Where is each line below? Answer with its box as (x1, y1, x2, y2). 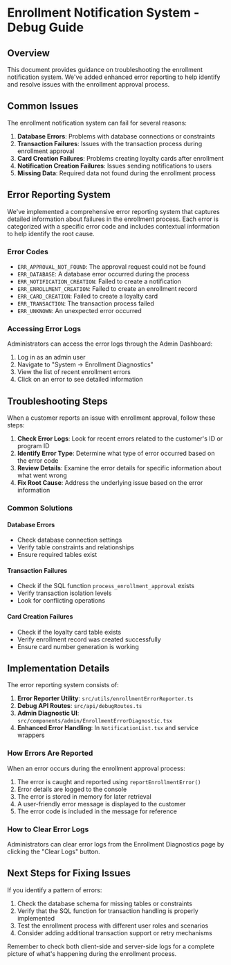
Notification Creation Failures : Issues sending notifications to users (17, 161, 212, 170)
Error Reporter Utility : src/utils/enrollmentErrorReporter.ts (17, 694, 194, 702)
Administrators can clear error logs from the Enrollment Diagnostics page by (7, 840, 225, 848)
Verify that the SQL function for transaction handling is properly (17, 906, 198, 915)
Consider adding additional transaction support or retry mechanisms (17, 928, 212, 937)
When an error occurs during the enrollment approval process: (7, 764, 185, 772)
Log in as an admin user (17, 353, 86, 362)
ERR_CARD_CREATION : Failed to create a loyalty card (17, 292, 158, 300)
